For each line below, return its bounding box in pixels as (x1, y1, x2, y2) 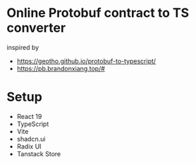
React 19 (16, 112, 42, 120)
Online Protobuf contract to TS (6, 5, 190, 21)
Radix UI (16, 142, 42, 151)
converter (6, 20, 66, 36)
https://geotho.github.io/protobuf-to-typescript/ (16, 56, 157, 65)
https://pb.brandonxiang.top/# (16, 64, 105, 72)
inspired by (6, 43, 39, 51)
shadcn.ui (16, 134, 46, 143)
